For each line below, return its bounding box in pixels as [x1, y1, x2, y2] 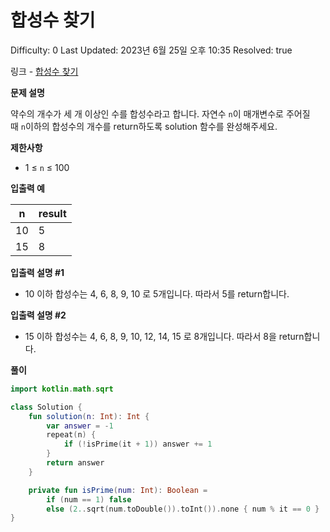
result [38, 206, 67, 220]
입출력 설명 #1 [10, 266, 65, 278]
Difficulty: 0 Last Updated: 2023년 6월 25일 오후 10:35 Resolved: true [10, 44, 293, 56]
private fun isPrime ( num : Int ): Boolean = [28, 485, 208, 495]
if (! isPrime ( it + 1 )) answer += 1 [63, 439, 213, 450]
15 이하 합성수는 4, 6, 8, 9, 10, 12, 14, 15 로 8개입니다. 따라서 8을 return [24, 330, 305, 342]
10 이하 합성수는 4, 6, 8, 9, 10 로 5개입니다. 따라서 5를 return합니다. [24, 287, 290, 300]
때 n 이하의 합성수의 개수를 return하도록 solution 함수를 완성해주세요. [10, 120, 278, 132]
